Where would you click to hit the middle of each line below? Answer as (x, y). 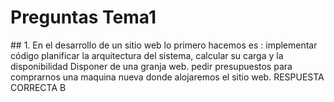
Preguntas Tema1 (83, 17)
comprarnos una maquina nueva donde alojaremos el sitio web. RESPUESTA (167, 77)
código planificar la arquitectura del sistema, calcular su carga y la (147, 55)
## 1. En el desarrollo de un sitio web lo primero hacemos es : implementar (164, 45)
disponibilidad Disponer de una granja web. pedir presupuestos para (151, 66)
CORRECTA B (38, 87)
